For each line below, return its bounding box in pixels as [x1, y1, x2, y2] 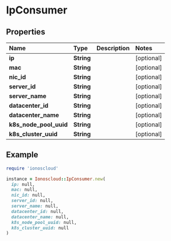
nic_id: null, [11, 192, 46, 198]
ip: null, [11, 181, 35, 187]
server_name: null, [11, 203, 59, 209]
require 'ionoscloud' [6, 165, 59, 171]
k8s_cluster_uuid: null [11, 225, 69, 231]
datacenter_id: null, [11, 208, 64, 214]
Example [6, 150, 39, 160]
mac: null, [11, 187, 38, 193]
